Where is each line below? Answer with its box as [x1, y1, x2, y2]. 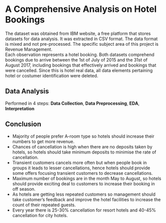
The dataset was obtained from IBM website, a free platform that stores [5, 30, 151, 36]
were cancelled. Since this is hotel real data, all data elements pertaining [5, 67, 153, 73]
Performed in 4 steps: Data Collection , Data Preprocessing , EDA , [5, 100, 140, 106]
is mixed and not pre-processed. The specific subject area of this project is [5, 41, 159, 47]
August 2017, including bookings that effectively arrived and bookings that [5, 62, 157, 68]
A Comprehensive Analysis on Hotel [5, 3, 157, 15]
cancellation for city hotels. [12, 212, 68, 218]
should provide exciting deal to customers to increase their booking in [12, 180, 155, 187]
